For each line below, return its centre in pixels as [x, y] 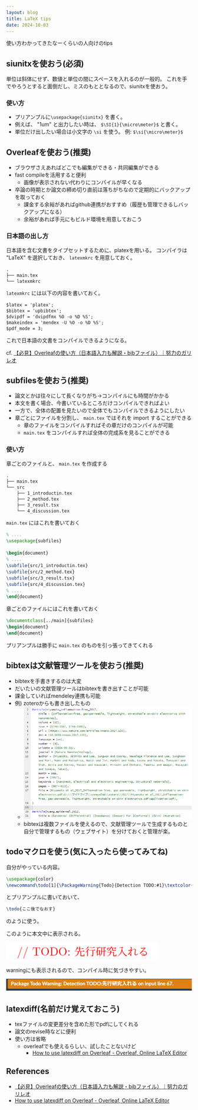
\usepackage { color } [30, 879]
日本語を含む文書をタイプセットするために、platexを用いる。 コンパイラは [97, 250]
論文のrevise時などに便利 [45, 1031]
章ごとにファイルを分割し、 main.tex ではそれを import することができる [103, 418]
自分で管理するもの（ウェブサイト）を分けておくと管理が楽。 [98, 831]
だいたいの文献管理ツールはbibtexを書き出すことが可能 [82, 688]
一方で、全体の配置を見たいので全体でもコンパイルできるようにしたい [100, 411]
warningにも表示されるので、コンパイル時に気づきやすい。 [78, 970]
